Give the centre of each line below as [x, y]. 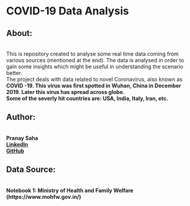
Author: [21, 117]
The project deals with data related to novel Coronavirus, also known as [94, 79]
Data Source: [31, 170]
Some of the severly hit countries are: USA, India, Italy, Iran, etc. [87, 98]
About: [19, 33]
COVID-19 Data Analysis [68, 11]
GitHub [15, 150]
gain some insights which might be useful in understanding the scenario [95, 66]
